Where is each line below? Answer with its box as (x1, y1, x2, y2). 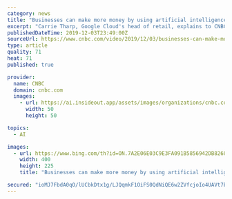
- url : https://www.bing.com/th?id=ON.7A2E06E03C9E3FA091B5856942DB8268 (13, 149, 227, 157)
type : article (7, 42, 48, 49)
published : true (7, 61, 54, 68)
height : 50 (25, 112, 57, 119)
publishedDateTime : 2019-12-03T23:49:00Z (7, 29, 128, 36)
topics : (7, 125, 30, 132)
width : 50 (25, 106, 54, 113)
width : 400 (19, 156, 51, 163)
